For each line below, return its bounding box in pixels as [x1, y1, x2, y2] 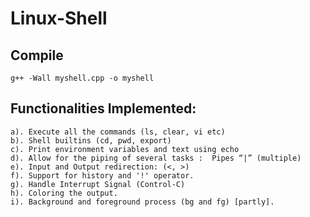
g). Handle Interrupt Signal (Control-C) [10, 179, 186, 189]
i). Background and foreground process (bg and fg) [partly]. [10, 197, 275, 207]
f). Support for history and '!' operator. [10, 170, 195, 181]
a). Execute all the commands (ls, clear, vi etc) [10, 127, 226, 137]
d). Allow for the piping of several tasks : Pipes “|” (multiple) [10, 153, 302, 163]
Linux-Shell [10, 7, 108, 30]
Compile [10, 47, 64, 64]
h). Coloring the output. [10, 188, 118, 198]
